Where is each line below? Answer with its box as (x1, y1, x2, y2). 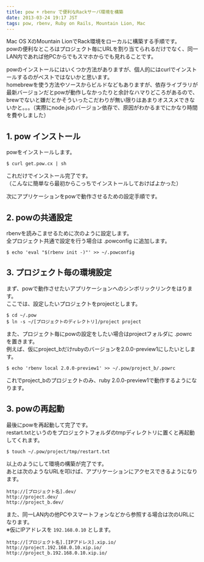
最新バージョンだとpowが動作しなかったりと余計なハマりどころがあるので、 (6, 89, 198, 96)
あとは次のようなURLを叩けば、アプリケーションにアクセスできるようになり (6, 468, 198, 475)
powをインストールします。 (6, 149, 76, 156)
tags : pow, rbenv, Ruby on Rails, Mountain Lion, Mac (6, 20, 146, 26)
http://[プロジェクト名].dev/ (6, 488, 77, 494)
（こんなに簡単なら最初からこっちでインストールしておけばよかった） (6, 180, 181, 187)
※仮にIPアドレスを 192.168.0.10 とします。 (6, 525, 114, 533)
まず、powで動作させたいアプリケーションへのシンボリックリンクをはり (6, 285, 188, 292)
